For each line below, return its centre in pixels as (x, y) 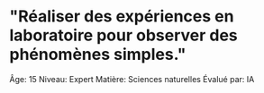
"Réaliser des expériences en (122, 17)
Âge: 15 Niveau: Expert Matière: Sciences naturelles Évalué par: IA (132, 79)
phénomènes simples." (98, 55)
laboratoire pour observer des (124, 35)
